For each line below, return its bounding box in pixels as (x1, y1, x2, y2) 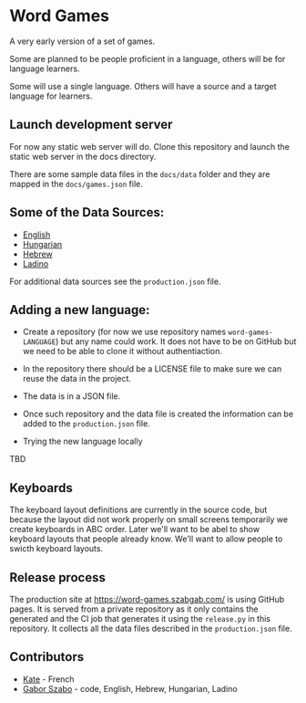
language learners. (9, 63, 80, 74)
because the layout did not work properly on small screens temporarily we (9, 514, 289, 525)
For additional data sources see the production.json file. (9, 276, 221, 287)
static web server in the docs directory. (9, 151, 157, 162)
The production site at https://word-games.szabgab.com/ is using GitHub (9, 594, 285, 604)
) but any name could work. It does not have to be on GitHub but (56, 336, 297, 347)
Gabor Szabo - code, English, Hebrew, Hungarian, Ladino (22, 683, 239, 694)
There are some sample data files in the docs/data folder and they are (9, 168, 270, 179)
